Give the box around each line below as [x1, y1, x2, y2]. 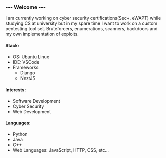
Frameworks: [12, 64, 40, 70]
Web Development [12, 108, 51, 114]
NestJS [20, 75, 36, 81]
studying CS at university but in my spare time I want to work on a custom [5, 20, 158, 26]
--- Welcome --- [5, 4, 46, 11]
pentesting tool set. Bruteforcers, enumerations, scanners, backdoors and [5, 26, 158, 32]
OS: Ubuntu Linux [12, 54, 49, 60]
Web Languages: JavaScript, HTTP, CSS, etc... [12, 147, 109, 153]
